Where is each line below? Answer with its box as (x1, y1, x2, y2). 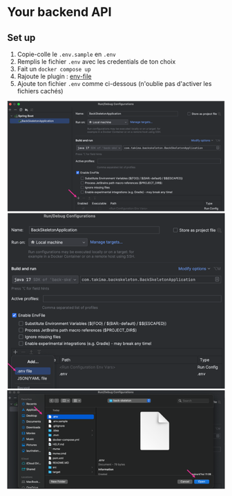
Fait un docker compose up (17, 65, 91, 73)
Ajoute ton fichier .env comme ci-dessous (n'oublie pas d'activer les (17, 80, 212, 87)
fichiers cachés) (17, 87, 64, 95)
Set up (7, 32, 36, 44)
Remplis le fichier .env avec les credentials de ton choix (17, 57, 176, 66)
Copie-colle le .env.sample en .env (17, 50, 116, 58)
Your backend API (7, 4, 112, 20)
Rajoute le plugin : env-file (17, 72, 92, 80)
